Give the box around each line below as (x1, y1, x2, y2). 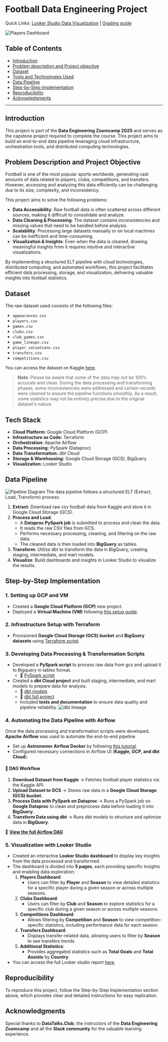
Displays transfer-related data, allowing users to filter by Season (27, 932, 160, 938)
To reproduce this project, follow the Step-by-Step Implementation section (5, 987, 158, 993)
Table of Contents (5, 44, 62, 53)
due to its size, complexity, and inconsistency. (5, 187, 100, 193)
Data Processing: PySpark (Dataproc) (12, 445, 91, 451)
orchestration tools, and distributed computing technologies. (5, 143, 130, 149)
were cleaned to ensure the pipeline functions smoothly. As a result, (17, 390, 158, 396)
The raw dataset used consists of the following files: (5, 303, 113, 309)
